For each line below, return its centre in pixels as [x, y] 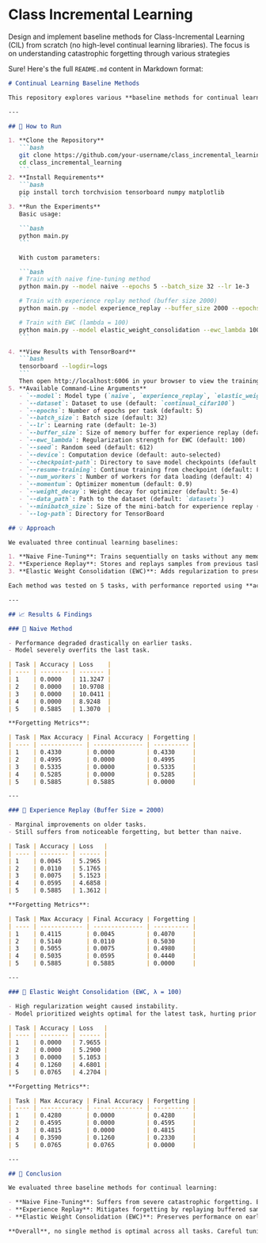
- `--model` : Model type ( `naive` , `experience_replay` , [115, 396]
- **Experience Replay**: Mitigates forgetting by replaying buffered [127, 1210]
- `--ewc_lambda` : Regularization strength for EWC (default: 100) [132, 440]
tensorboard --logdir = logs [63, 366]
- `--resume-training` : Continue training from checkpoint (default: [136, 469]
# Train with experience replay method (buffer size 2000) [118, 301]
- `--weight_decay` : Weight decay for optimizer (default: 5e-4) [129, 492]
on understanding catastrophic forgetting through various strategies [119, 53]
